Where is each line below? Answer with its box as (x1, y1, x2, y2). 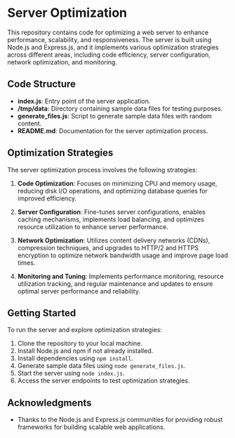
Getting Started (7, 307, 76, 319)
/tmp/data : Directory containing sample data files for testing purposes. (17, 104, 223, 113)
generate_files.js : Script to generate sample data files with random (17, 111, 213, 120)
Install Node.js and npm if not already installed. (17, 347, 154, 355)
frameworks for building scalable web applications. (17, 423, 166, 432)
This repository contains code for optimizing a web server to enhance (7, 28, 209, 36)
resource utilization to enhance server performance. (17, 222, 168, 231)
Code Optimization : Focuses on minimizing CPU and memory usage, (17, 179, 217, 187)
